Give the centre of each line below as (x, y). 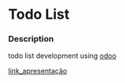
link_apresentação (38, 71)
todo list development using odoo (62, 56)
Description (31, 39)
